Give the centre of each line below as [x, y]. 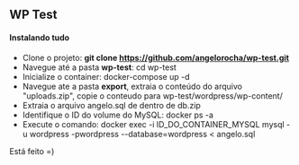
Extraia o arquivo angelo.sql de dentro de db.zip [111, 105]
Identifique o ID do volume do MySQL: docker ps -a [118, 115]
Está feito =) [32, 151]
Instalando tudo [40, 37]
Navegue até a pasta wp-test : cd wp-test [100, 67]
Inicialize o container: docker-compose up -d [106, 76]
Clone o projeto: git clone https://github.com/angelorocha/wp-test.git [156, 57]
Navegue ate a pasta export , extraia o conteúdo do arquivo [132, 86]
